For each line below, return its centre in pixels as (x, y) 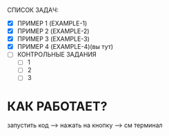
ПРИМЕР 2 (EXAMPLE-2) (53, 31)
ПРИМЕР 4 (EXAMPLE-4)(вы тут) (65, 47)
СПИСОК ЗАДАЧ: (33, 10)
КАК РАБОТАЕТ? (57, 106)
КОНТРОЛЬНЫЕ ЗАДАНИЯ (57, 55)
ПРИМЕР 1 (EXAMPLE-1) (52, 23)
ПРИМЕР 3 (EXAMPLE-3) (53, 39)
